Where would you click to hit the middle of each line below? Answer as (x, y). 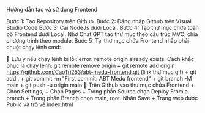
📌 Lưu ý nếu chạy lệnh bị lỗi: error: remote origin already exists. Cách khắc (100, 59)
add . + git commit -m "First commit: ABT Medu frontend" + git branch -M (99, 78)
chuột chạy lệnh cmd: (34, 47)
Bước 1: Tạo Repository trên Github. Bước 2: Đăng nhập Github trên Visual (99, 21)
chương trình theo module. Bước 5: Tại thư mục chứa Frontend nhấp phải (98, 41)
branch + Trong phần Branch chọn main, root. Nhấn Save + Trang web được (102, 98)
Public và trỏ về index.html (40, 104)
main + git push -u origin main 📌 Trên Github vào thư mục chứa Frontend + (100, 85)
